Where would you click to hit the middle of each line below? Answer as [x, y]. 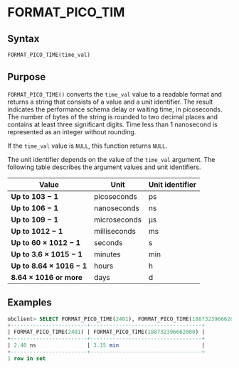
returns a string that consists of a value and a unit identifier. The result [110, 102]
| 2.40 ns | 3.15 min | [106, 345]
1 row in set [27, 358]
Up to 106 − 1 [35, 208]
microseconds [118, 220]
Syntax [23, 39]
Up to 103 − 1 [35, 196]
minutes [107, 254]
